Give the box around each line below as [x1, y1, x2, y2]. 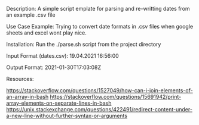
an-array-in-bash [6, 93, 49, 100]
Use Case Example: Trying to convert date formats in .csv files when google [6, 23, 193, 30]
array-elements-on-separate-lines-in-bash [6, 99, 112, 107]
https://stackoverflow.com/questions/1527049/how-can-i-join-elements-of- [6, 87, 193, 94]
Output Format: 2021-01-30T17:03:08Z [6, 64, 102, 71]
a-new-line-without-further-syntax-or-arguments [6, 112, 127, 119]
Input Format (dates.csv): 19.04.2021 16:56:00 [6, 52, 120, 59]
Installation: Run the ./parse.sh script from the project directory [6, 41, 161, 48]
